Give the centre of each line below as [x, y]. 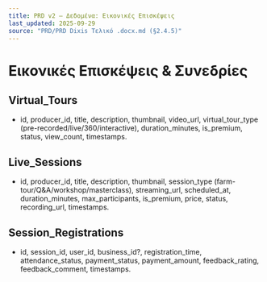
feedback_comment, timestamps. [75, 269]
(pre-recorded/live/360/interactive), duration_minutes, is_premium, [131, 128]
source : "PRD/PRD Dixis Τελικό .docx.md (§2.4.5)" [95, 31]
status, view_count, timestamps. [73, 137]
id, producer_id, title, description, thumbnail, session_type [116, 181]
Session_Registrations [66, 232]
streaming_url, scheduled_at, [184, 190]
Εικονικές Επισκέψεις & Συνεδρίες [128, 70]
